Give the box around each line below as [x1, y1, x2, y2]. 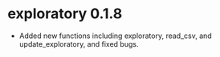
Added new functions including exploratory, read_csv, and [18, 31, 212, 40]
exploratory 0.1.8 [7, 5, 123, 23]
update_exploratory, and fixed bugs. [18, 39, 139, 48]
